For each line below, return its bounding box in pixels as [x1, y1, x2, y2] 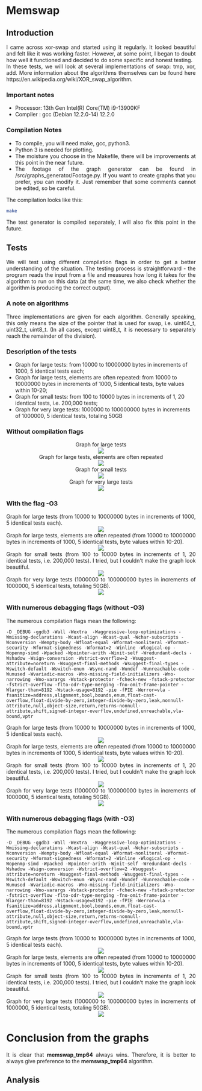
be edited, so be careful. [14, 185, 76, 192]
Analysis [6, 1075, 40, 1086]
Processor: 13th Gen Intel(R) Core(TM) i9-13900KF [14, 104, 141, 112]
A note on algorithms [6, 299, 69, 308]
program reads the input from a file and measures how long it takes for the [6, 271, 196, 279]
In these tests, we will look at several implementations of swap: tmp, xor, [6, 63, 196, 70]
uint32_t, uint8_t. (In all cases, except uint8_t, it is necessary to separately [6, 326, 196, 333]
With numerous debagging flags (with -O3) [6, 814, 135, 823]
